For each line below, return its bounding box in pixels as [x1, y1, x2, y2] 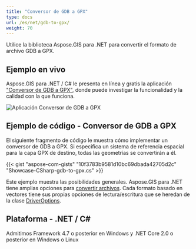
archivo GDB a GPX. [6, 48, 55, 55]
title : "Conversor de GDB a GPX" [6, 8, 88, 15]
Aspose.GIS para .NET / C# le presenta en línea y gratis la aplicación [6, 80, 172, 87]
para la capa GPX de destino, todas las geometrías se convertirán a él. [6, 149, 177, 156]
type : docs [6, 14, 33, 20]
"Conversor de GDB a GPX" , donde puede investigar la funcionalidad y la [6, 87, 183, 94]
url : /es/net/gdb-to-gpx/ [6, 19, 69, 25]
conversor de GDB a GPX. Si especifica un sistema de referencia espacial [6, 142, 184, 150]
